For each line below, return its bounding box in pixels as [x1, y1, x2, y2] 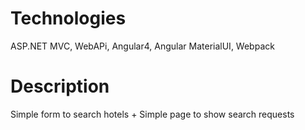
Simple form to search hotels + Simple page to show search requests [10, 108, 295, 120]
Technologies [10, 7, 127, 30]
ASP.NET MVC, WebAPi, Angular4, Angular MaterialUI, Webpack [10, 40, 275, 52]
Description [10, 75, 110, 98]
